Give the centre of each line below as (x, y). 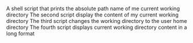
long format (20, 34)
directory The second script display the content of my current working (92, 15)
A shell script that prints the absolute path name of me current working (93, 9)
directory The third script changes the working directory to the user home (97, 21)
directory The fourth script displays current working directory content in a (97, 27)
